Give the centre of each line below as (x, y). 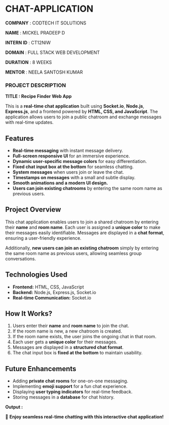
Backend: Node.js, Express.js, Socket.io (54, 292)
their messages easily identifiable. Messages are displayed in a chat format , (85, 233)
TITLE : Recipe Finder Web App (38, 96)
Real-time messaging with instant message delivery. (68, 151)
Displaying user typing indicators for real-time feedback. (73, 392)
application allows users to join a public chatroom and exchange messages (83, 117)
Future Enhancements (41, 369)
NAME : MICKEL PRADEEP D (35, 32)
